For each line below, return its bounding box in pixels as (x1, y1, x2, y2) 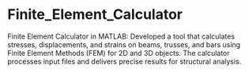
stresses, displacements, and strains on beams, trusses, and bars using (7, 39, 241, 49)
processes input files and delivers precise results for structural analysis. (7, 57, 242, 66)
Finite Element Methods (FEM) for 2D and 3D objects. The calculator (7, 48, 230, 57)
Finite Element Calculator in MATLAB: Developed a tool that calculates (7, 31, 235, 41)
